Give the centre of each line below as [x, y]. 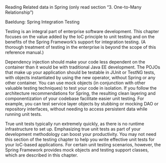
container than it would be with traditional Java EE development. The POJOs [83, 67]
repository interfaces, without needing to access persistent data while [76, 109]
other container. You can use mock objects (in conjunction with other [75, 83]
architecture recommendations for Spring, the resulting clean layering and [80, 93]
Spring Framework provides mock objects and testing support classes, [77, 150]
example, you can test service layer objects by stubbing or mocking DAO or [82, 104]
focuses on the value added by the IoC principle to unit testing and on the [80, 37]
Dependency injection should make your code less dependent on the [75, 62]
